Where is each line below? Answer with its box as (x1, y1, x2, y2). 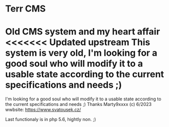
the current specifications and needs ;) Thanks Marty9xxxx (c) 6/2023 (5, 101, 152, 107)
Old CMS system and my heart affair (5, 26, 160, 38)
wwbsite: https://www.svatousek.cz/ (5, 106, 81, 113)
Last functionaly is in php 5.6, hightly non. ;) (5, 116, 96, 122)
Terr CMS (5, 3, 46, 15)
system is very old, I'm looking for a (5, 47, 157, 59)
